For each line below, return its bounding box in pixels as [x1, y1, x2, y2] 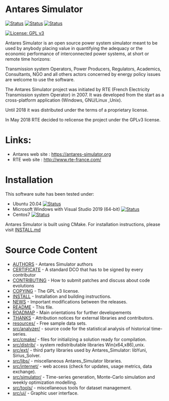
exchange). [12, 368, 36, 375]
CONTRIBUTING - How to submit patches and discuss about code [12, 277, 150, 283]
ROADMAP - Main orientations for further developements [12, 309, 132, 316]
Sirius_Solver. [12, 352, 41, 359]
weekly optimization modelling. [12, 379, 77, 385]
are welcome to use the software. [5, 76, 75, 82]
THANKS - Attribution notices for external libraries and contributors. [12, 315, 154, 321]
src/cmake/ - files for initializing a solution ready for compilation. [12, 336, 147, 342]
